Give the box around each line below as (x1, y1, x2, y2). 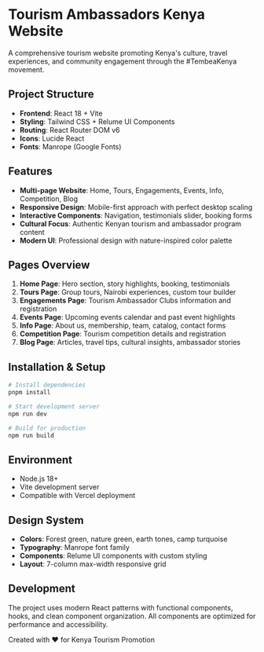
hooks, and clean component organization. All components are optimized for (8, 611, 256, 621)
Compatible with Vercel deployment (19, 491, 136, 500)
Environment (8, 453, 73, 467)
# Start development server (8, 402, 101, 410)
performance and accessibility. (8, 619, 108, 629)
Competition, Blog (19, 194, 79, 203)
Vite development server (19, 482, 100, 492)
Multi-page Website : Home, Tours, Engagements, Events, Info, (19, 185, 224, 195)
